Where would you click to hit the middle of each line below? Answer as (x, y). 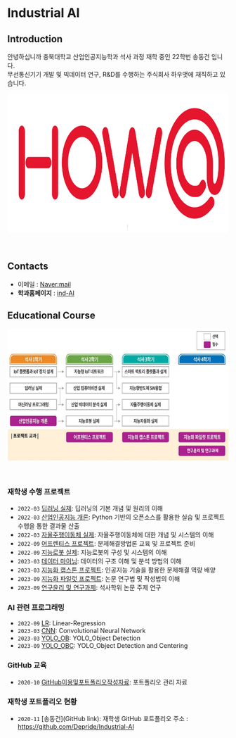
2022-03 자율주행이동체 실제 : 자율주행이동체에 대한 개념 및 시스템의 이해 (116, 534)
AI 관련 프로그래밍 (36, 607)
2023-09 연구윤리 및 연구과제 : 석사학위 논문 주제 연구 (89, 587)
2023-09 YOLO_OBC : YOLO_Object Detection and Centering (103, 646)
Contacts (28, 267)
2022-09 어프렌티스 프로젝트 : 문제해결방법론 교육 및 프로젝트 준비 (106, 543)
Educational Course (52, 316)
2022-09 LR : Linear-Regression (61, 623)
